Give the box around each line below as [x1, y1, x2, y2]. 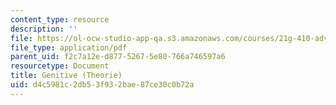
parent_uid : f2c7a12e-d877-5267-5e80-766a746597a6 [10, 52, 226, 62]
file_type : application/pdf [10, 42, 128, 53]
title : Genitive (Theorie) [10, 71, 123, 81]
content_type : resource [10, 14, 110, 25]
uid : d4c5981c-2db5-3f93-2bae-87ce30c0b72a [10, 80, 195, 90]
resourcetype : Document [10, 61, 110, 71]
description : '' [10, 24, 78, 34]
